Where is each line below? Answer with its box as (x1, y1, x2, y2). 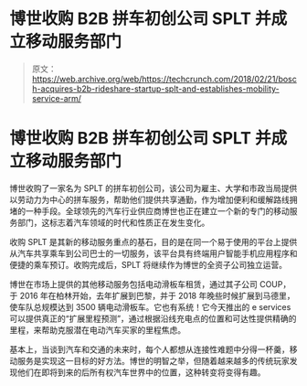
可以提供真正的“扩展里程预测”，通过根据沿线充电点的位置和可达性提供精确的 (9, 313, 297, 324)
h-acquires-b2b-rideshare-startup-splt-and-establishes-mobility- (31, 83, 281, 94)
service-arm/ (31, 92, 82, 103)
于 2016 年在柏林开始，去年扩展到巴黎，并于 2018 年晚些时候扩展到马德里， (9, 290, 295, 301)
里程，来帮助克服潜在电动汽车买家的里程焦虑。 (9, 324, 185, 335)
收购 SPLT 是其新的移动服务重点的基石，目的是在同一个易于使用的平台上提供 (9, 236, 298, 247)
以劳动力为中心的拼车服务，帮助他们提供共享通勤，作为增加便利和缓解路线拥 (9, 194, 298, 205)
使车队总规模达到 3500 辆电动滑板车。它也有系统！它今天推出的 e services (9, 301, 291, 312)
